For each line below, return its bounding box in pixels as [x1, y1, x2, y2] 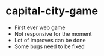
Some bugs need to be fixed [14, 43, 85, 50]
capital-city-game [5, 4, 99, 18]
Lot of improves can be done [14, 36, 86, 43]
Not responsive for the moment [14, 30, 92, 37]
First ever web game [14, 24, 66, 31]
